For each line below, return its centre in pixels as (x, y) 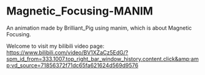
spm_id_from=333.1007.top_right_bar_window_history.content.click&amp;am (102, 59)
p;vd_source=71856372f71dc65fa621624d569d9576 (73, 65)
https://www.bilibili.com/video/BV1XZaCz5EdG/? (67, 52)
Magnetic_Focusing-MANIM (80, 11)
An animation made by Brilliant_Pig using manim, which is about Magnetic (99, 28)
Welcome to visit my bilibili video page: (55, 46)
